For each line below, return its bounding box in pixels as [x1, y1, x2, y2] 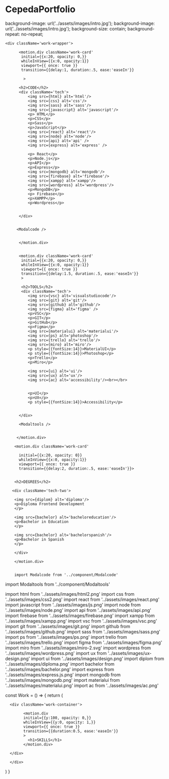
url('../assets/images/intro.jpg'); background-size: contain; [5, 25, 127, 31]
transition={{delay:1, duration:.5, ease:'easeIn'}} [21, 67, 135, 72]
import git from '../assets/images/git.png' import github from [5, 623, 130, 629]
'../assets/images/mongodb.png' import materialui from [5, 677, 120, 683]
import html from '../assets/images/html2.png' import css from [5, 591, 135, 597]
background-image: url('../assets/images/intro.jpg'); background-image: [5, 20, 155, 26]
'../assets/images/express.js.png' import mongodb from [5, 672, 121, 678]
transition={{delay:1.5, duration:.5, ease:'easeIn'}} [21, 271, 139, 276]
